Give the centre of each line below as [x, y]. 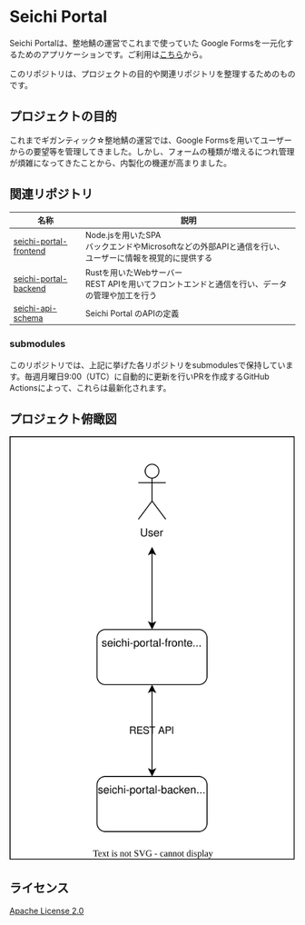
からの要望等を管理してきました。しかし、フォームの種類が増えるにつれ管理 [152, 151]
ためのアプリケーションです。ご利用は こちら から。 [112, 54]
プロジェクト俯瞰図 [63, 419]
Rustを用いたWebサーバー [134, 272]
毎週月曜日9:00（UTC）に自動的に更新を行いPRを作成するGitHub [147, 376]
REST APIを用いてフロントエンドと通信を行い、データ [186, 283]
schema [28, 318]
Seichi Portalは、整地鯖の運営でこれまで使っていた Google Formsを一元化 [148, 43]
